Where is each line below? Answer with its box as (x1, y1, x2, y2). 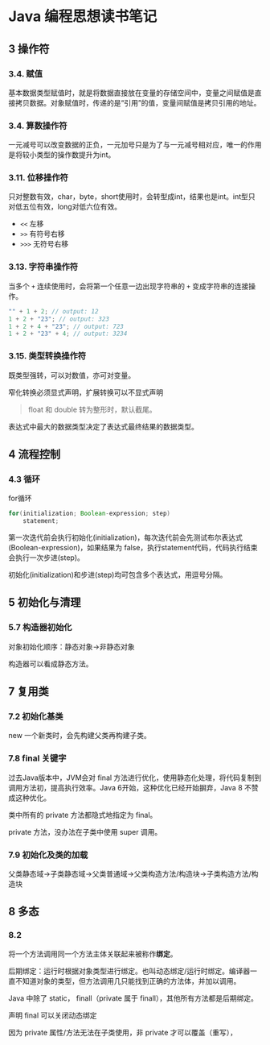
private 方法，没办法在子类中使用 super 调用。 (8, 827, 162, 836)
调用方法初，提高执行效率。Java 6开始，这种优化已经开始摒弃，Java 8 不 (8, 782, 252, 792)
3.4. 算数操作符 (8, 120, 67, 131)
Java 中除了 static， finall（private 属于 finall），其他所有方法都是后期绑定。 (8, 993, 259, 1003)
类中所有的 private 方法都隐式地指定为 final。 (8, 810, 157, 819)
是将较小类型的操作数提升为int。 (8, 150, 116, 160)
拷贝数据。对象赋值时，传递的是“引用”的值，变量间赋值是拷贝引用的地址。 (14, 97, 261, 107)
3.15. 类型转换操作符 (8, 350, 87, 362)
